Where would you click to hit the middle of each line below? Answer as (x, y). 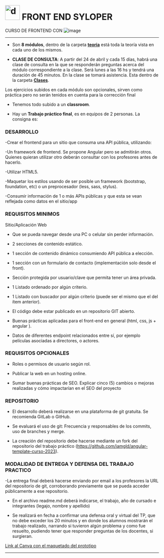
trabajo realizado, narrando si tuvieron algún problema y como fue (79, 526)
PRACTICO (18, 470)
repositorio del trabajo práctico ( (44, 446)
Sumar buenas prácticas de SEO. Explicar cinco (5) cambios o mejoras (83, 383)
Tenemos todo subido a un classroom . (51, 104)
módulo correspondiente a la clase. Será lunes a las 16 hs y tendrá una (83, 70)
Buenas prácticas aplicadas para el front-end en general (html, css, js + (84, 321)
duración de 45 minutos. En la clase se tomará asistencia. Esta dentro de (85, 75)
